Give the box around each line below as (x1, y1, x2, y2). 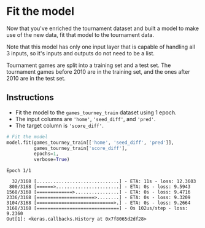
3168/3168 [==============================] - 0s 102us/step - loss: (6, 205, 188, 211)
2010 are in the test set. (6, 74, 66, 82)
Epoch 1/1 (6, 168, 32, 174)
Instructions (6, 92, 54, 103)
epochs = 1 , (33, 151, 60, 157)
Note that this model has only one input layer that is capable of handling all (6, 43, 195, 50)
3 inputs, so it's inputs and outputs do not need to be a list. (6, 49, 155, 57)
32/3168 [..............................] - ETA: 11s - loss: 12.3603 (12, 178, 196, 185)
